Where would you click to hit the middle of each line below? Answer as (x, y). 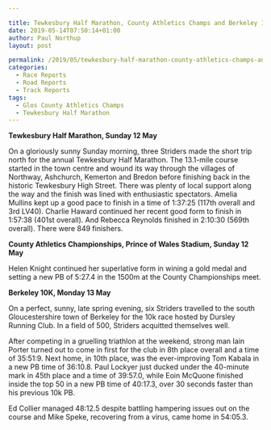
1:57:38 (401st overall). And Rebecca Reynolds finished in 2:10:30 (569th (129, 220)
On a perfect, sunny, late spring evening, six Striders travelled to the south (132, 309)
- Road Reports (41, 82)
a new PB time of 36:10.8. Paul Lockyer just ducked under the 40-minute (129, 367)
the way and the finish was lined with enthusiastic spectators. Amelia (123, 194)
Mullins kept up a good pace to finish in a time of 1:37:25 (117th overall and (132, 203)
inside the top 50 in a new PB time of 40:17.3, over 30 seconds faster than (131, 384)
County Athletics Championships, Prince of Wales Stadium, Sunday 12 (129, 244)
